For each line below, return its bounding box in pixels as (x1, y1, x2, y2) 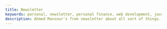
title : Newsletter (5, 7, 43, 12)
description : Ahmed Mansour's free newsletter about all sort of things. (5, 16, 162, 21)
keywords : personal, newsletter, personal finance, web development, (5, 12, 153, 17)
